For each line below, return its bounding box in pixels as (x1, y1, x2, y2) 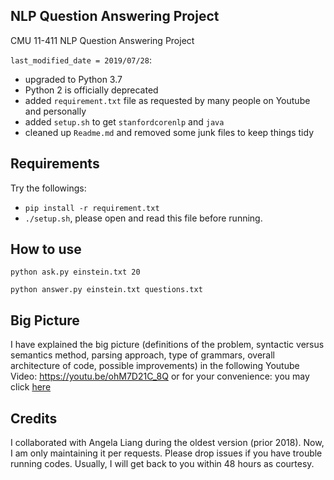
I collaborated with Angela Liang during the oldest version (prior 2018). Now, (10, 437, 325, 449)
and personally (24, 105, 87, 117)
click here (10, 381, 52, 393)
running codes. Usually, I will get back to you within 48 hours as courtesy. (10, 458, 315, 470)
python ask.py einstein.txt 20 (10, 267, 141, 278)
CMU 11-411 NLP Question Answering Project (10, 34, 195, 46)
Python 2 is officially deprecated (24, 84, 159, 96)
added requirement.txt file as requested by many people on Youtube (24, 94, 311, 106)
